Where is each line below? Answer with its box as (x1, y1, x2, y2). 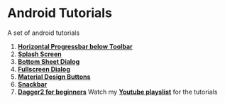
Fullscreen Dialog (17, 65, 71, 73)
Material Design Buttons (17, 72, 91, 81)
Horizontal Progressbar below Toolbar (17, 42, 133, 50)
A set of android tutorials (7, 28, 80, 37)
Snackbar (17, 80, 48, 88)
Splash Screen (17, 50, 62, 58)
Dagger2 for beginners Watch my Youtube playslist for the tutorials (17, 87, 218, 96)
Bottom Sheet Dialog (17, 57, 80, 65)
